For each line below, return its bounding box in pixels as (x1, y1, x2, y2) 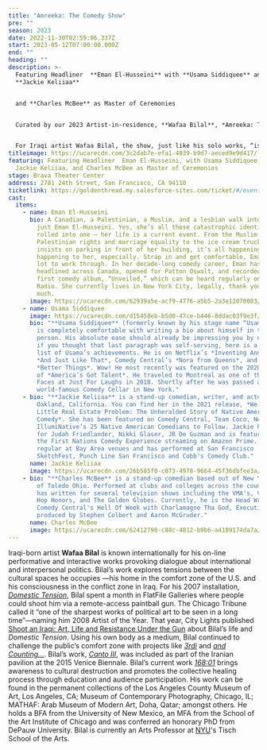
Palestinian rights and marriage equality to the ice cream (37, 238, 240, 246)
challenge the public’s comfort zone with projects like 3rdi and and (8, 640, 226, 650)
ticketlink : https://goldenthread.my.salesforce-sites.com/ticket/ (8, 186, 237, 195)
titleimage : (8, 149, 48, 157)
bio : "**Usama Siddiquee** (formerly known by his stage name (29, 319, 240, 327)
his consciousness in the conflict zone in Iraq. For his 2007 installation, (8, 582, 240, 591)
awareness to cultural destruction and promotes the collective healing (8, 666, 237, 675)
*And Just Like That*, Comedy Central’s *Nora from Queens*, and (37, 356, 258, 364)
